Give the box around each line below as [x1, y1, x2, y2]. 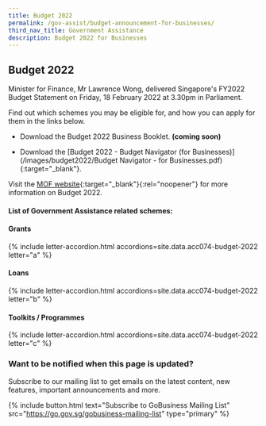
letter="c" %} [8, 339, 52, 348]
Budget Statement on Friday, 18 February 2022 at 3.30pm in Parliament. [8, 93, 243, 102]
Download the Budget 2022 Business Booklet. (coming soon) [19, 132, 222, 141]
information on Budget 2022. [8, 188, 103, 198]
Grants [8, 224, 32, 234]
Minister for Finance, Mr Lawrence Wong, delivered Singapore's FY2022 [8, 84, 245, 94]
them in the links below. [8, 117, 86, 126]
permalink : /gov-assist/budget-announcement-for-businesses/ [8, 19, 215, 27]
